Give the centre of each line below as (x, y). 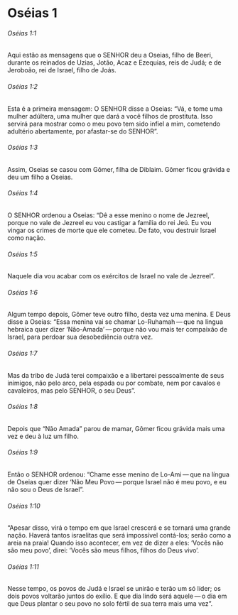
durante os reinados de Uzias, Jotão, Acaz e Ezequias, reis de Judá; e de (114, 62)
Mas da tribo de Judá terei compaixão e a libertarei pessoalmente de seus (116, 375)
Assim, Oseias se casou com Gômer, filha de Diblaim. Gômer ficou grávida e (119, 169)
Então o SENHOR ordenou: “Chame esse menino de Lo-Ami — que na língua (118, 474)
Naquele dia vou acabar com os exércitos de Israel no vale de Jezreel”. (111, 276)
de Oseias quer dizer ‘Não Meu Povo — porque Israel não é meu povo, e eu (117, 482)
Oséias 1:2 (22, 86)
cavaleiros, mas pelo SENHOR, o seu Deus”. (71, 390)
